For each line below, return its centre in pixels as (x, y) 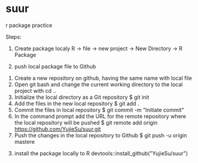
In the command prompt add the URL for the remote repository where (100, 116)
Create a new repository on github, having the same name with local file (103, 78)
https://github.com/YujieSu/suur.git (58, 129)
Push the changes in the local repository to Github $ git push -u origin (100, 135)
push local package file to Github (55, 66)
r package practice (29, 25)
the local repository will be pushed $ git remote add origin (86, 122)
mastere (25, 141)
